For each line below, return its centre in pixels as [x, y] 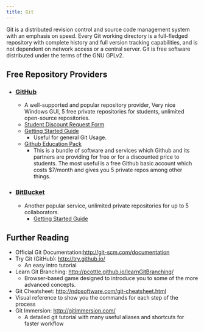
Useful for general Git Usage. [70, 137]
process [25, 304]
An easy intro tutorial [51, 265]
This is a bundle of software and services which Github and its [111, 151]
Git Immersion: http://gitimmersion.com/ [65, 311]
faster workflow [44, 323]
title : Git [20, 12]
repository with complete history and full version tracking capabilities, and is [102, 42]
